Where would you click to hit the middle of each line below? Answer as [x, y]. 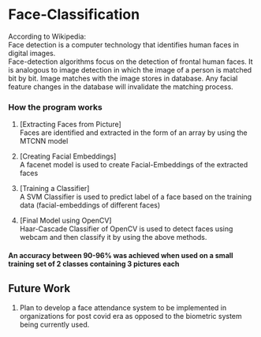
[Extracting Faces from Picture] [71, 125]
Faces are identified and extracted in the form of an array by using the [133, 133]
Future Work [39, 288]
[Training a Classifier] [54, 189]
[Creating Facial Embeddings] [68, 156]
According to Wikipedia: [47, 36]
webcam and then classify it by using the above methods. [113, 238]
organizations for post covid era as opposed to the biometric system [130, 316]
